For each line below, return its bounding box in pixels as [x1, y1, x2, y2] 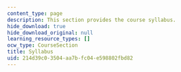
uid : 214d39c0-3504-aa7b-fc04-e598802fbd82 [7, 55, 134, 62]
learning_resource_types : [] [7, 36, 90, 43]
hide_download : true [7, 23, 67, 29]
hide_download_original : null [7, 29, 94, 36]
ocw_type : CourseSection [7, 42, 78, 49]
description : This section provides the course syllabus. [7, 16, 176, 23]
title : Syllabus [7, 49, 53, 56]
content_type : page [7, 10, 63, 17]
